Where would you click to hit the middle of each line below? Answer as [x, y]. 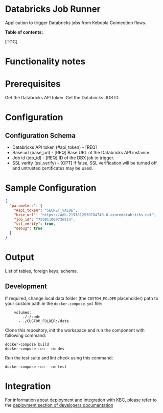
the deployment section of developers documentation [59, 405]
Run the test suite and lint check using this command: [59, 358]
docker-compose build [27, 344]
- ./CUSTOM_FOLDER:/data [43, 321]
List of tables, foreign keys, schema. [42, 271]
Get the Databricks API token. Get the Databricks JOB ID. [62, 98]
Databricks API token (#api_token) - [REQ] [55, 147]
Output [20, 258]
